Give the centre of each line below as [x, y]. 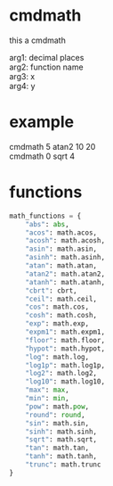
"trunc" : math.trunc [63, 465]
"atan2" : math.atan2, [65, 274]
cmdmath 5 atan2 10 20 [52, 146]
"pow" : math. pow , [57, 407]
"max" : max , [47, 390]
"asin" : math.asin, [61, 249]
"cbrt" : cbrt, [51, 291]
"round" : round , [56, 415]
